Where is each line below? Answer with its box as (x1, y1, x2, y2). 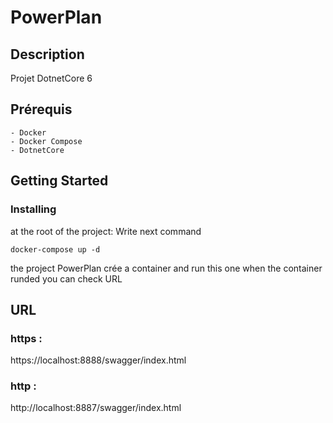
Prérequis (10, 101, 73, 118)
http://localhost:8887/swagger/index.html (10, 402, 182, 414)
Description (10, 46, 85, 63)
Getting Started (10, 172, 109, 190)
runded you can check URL (10, 272, 123, 285)
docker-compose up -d (10, 244, 101, 255)
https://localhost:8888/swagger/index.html (10, 354, 187, 366)
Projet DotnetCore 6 (10, 72, 93, 84)
